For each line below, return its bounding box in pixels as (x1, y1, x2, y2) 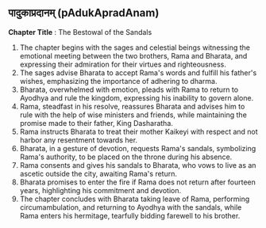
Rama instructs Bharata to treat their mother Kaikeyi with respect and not (19, 127, 258, 136)
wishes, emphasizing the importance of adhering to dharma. (19, 76, 218, 85)
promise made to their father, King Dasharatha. (19, 118, 173, 127)
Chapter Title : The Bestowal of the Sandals (8, 27, 152, 36)
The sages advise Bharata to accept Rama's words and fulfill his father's (19, 67, 257, 78)
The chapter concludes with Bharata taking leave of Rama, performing (19, 194, 250, 203)
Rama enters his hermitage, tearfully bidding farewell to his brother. (19, 211, 241, 220)
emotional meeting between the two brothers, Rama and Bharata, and (19, 51, 248, 60)
